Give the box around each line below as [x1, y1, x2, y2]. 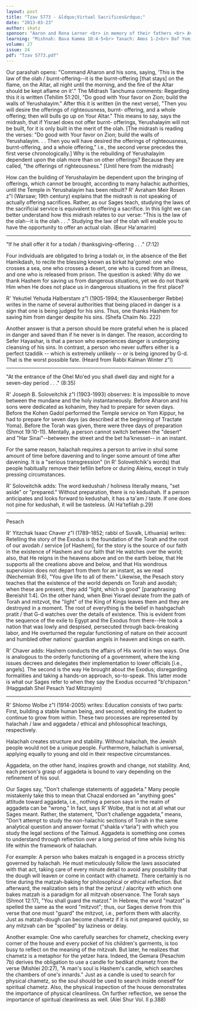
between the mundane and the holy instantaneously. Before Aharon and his [6, 397, 188, 404]
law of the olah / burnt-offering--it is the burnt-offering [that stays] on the [6, 75, 184, 82]
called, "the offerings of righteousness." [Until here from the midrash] [6, 162, 174, 169]
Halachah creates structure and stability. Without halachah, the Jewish [6, 738, 177, 745]
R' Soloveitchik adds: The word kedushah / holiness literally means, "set [6, 482, 180, 489]
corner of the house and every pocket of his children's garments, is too [6, 940, 178, 947]
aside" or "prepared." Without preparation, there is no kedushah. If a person [6, 488, 189, 495]
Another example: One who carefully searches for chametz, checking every [6, 933, 189, 940]
